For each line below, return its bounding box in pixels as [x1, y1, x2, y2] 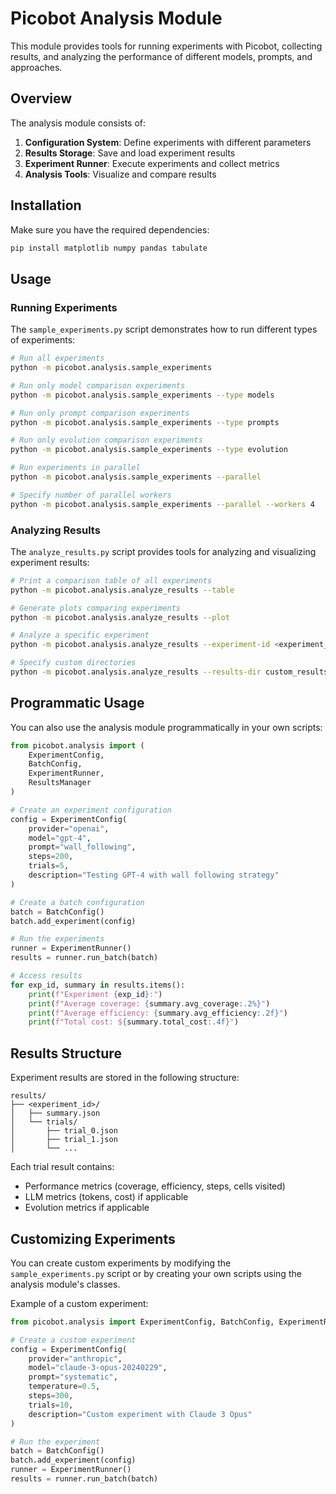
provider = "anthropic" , [28, 1353, 123, 1364]
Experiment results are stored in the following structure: [10, 1072, 240, 1084]
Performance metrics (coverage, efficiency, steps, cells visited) [24, 1180, 286, 1192]
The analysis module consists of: [10, 117, 147, 129]
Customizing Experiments [10, 1230, 176, 1247]
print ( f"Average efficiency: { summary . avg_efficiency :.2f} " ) [28, 1008, 288, 1018]
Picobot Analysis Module [10, 7, 223, 30]
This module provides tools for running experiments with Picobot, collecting [10, 40, 323, 52]
